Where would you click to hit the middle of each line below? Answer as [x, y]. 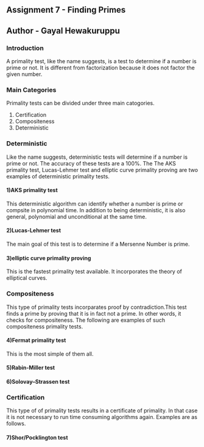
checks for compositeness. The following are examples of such [86, 320]
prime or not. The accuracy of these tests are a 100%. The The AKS [91, 163]
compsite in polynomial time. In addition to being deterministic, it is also [96, 210]
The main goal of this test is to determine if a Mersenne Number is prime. [98, 244]
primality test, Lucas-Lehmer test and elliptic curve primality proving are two [102, 170]
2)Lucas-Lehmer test [34, 230]
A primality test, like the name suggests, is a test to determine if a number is [101, 61]
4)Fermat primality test [36, 341]
